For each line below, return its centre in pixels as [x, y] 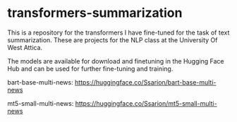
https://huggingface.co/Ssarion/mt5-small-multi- [146, 103]
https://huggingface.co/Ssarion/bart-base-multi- [145, 82]
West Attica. [25, 47]
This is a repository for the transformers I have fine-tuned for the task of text [119, 32]
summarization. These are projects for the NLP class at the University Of [113, 39]
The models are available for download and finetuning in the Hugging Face [116, 61]
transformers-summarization [95, 13]
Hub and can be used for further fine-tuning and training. [90, 68]
